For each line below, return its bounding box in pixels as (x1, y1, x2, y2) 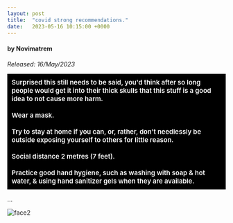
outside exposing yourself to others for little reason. (11, 135, 174, 144)
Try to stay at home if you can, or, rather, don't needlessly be (11, 127, 202, 136)
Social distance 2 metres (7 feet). (11, 152, 116, 161)
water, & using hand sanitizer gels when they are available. (11, 176, 195, 186)
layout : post (7, 10, 45, 17)
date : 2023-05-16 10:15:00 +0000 (7, 23, 110, 30)
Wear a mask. (11, 110, 54, 120)
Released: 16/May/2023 (7, 60, 76, 68)
